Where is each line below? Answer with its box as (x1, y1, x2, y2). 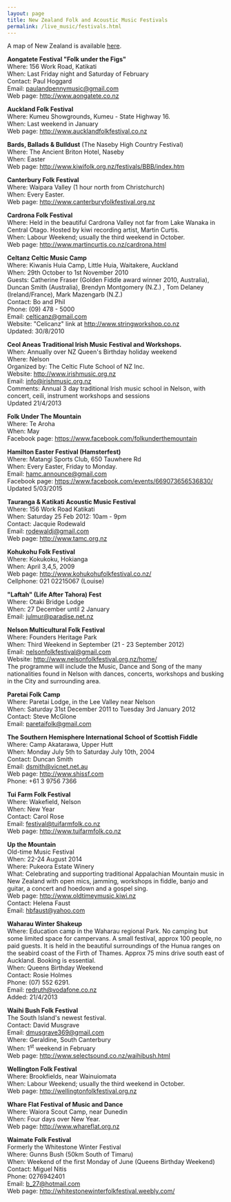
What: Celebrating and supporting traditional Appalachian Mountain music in (7, 870, 224, 878)
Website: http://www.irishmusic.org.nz (7, 370, 116, 378)
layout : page (7, 10, 45, 17)
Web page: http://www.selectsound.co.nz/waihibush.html (7, 1052, 170, 1060)
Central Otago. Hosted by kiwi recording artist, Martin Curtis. (7, 226, 180, 234)
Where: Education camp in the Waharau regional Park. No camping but (7, 927, 208, 935)
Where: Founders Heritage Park (7, 633, 97, 641)
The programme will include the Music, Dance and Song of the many (7, 663, 202, 671)
